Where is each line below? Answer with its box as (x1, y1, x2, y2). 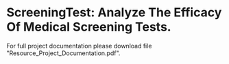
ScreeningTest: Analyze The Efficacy (6, 5, 222, 20)
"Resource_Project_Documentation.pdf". (6, 49, 121, 57)
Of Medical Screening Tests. (6, 19, 172, 35)
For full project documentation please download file (6, 42, 152, 50)
